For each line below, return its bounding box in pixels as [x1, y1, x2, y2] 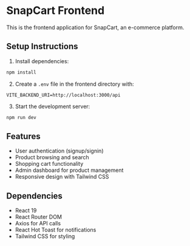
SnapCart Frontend [6, 4, 105, 18]
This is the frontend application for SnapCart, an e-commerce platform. [6, 24, 185, 31]
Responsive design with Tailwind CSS [15, 173, 109, 180]
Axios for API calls [15, 220, 61, 227]
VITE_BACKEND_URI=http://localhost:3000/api [6, 92, 121, 98]
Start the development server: [15, 103, 90, 110]
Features [6, 131, 41, 142]
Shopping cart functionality [15, 160, 84, 168]
